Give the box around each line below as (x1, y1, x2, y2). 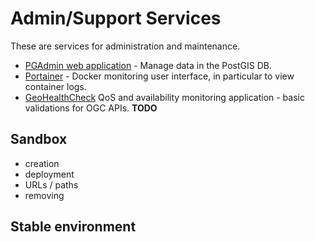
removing (24, 189, 65, 201)
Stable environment (10, 218, 137, 236)
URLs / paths (24, 178, 79, 191)
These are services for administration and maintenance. (10, 40, 241, 52)
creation (24, 157, 60, 169)
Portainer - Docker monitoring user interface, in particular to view (24, 70, 295, 82)
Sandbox (10, 131, 68, 148)
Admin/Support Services (10, 7, 222, 30)
